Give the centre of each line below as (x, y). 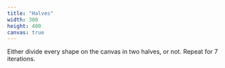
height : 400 (24, 26)
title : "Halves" (30, 13)
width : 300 (23, 20)
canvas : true (26, 32)
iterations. (21, 59)
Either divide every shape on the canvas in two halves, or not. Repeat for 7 (112, 52)
